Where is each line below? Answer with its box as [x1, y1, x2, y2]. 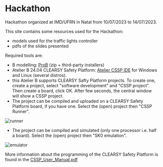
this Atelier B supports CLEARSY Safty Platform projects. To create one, [12, 77, 156, 83]
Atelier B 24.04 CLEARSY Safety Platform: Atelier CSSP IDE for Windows [12, 67, 157, 73]
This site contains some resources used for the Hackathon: [5, 28, 124, 34]
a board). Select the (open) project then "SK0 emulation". [12, 132, 127, 138]
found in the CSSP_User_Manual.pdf [5, 156, 78, 162]
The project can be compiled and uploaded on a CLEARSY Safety [12, 98, 144, 104]
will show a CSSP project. [12, 93, 64, 99]
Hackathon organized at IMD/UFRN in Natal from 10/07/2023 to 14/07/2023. [5, 19, 157, 25]
